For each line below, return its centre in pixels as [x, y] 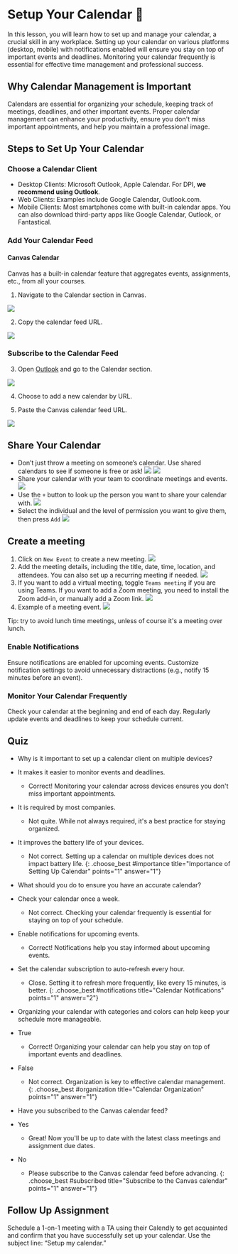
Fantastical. [34, 222]
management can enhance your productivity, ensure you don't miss [106, 119]
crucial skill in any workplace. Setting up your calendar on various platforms [118, 41]
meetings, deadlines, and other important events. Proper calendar [104, 111]
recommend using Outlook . [59, 192]
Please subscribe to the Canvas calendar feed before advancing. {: [126, 1173]
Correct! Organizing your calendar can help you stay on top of [119, 1047]
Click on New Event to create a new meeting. [82, 559]
